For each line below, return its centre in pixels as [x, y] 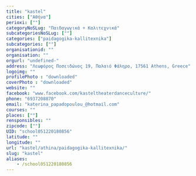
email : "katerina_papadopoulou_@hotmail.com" [63, 104]
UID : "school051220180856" [39, 132]
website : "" [21, 88]
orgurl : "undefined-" [33, 60]
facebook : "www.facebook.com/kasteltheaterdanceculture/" [79, 93]
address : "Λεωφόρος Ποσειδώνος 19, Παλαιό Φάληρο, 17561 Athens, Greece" [99, 66]
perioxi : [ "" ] [24, 22]
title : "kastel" [26, 11]
